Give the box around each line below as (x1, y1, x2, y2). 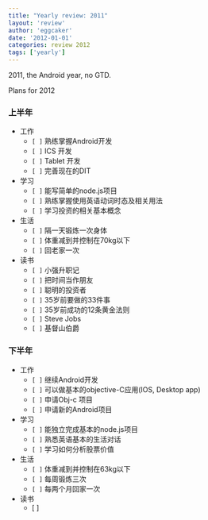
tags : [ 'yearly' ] (8, 48, 66, 56)
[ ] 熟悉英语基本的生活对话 (31, 434, 121, 444)
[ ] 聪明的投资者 (31, 285, 87, 295)
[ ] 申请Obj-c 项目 (31, 395, 94, 404)
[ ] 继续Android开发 (31, 375, 98, 384)
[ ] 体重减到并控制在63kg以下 (31, 464, 131, 473)
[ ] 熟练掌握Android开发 (31, 137, 113, 146)
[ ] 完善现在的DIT (31, 166, 91, 175)
